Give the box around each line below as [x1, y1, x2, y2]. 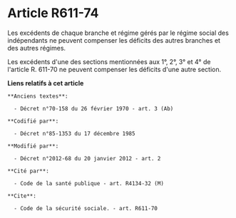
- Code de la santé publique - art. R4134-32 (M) [14, 180, 164, 187]
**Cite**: [7, 192, 37, 199]
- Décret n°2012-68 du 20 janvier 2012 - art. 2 [14, 155, 161, 162]
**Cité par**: [7, 167, 50, 175]
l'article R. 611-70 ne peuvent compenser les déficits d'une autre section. [7, 65, 222, 73]
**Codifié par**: [7, 118, 59, 125]
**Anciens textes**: [7, 93, 69, 100]
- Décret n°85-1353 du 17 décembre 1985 [14, 130, 135, 137]
